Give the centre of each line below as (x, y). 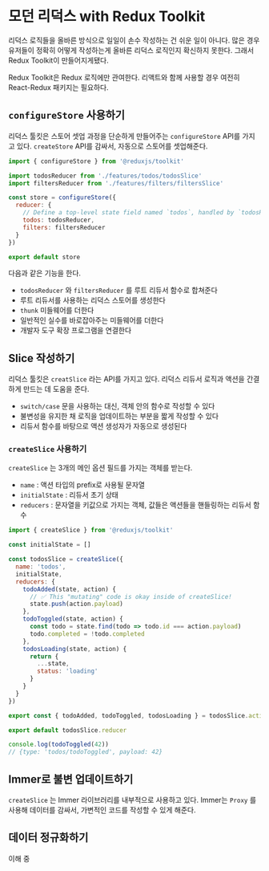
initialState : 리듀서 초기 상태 (69, 495)
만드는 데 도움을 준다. (56, 389)
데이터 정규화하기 (48, 838)
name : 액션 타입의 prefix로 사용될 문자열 (82, 485)
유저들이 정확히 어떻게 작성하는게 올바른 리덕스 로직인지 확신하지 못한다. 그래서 (131, 50)
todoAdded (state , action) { (69, 589)
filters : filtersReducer (64, 227)
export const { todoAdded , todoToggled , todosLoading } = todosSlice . (128, 715)
